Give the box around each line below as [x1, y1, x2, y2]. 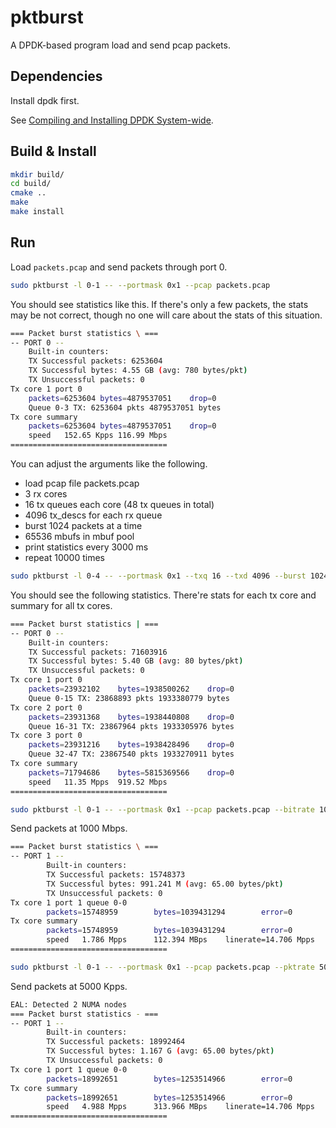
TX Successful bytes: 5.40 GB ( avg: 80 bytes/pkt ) [28, 656, 244, 666]
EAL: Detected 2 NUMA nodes [10, 999, 128, 1010]
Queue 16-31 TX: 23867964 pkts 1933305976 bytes [28, 721, 235, 731]
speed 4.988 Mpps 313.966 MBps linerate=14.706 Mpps [46, 1102, 315, 1112]
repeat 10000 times [24, 552, 105, 563]
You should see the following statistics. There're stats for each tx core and [10, 589, 317, 601]
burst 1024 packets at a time [24, 520, 143, 531]
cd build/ [10, 179, 52, 189]
